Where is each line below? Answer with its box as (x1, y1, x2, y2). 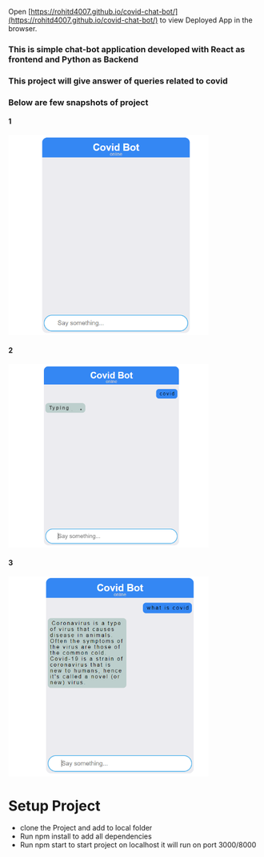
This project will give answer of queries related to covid (8, 75, 228, 87)
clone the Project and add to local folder (19, 823, 153, 833)
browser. (8, 24, 38, 33)
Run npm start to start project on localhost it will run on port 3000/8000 (19, 840, 257, 850)
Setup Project (8, 797, 102, 815)
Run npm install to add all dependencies (19, 831, 152, 841)
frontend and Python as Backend (8, 54, 138, 65)
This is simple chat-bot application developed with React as (8, 43, 246, 55)
